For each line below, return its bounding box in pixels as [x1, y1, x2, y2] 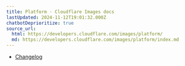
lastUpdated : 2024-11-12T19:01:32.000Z [6, 14, 107, 20]
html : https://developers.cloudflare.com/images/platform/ [11, 31, 163, 37]
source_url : [6, 25, 36, 32]
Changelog [14, 53, 43, 60]
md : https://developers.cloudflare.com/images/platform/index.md [11, 37, 180, 43]
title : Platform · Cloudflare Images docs [6, 8, 114, 15]
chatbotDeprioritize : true [6, 20, 74, 26]
